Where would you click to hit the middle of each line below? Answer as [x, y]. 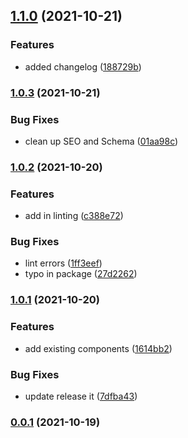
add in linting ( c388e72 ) [74, 216]
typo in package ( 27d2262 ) [81, 274]
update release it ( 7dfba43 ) [81, 396]
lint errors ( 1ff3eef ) [63, 263]
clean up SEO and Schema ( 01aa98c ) [101, 141]
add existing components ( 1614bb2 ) [98, 348]
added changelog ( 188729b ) [83, 66]
